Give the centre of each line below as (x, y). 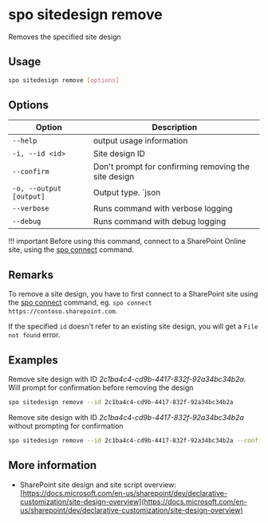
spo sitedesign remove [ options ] (64, 80)
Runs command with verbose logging (163, 209)
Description (175, 128)
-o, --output (37, 189)
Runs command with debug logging (160, 222)
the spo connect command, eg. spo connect (80, 303)
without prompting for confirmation (66, 426)
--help (25, 141)
